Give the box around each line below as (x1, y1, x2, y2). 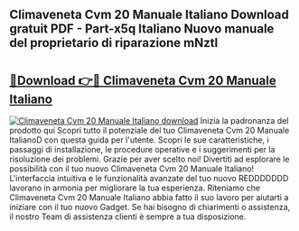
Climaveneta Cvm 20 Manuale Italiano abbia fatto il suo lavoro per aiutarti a (9, 192, 289, 202)
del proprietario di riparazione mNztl (9, 35, 219, 51)
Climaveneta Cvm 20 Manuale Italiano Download (9, 7, 289, 23)
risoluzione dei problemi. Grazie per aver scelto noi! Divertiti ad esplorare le (9, 153, 290, 164)
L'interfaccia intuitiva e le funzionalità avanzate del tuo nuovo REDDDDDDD (9, 173, 289, 183)
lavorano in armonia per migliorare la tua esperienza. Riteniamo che (9, 182, 260, 193)
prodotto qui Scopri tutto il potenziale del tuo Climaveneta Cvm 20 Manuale (9, 125, 290, 135)
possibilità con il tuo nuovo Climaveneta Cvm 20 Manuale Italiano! (9, 163, 255, 174)
